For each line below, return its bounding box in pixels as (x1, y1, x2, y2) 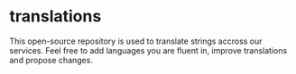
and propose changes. (9, 54, 93, 65)
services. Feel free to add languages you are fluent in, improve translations (9, 45, 288, 55)
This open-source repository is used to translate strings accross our (9, 36, 264, 46)
